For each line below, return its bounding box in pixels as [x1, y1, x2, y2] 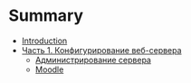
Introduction [21, 35, 68, 46]
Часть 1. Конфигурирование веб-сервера [21, 44, 182, 55]
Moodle [34, 64, 64, 75]
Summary [8, 5, 83, 26]
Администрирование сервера [34, 54, 151, 65]
